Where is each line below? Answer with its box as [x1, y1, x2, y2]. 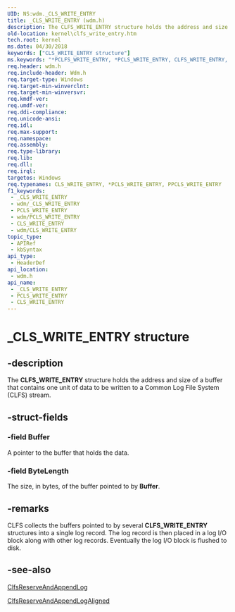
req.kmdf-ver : [7, 96, 49, 103]
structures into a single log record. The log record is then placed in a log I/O [7, 528, 227, 537]
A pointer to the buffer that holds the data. [7, 448, 129, 457]
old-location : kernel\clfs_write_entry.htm [7, 30, 137, 37]
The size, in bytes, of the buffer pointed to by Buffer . [7, 482, 160, 491]
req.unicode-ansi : [7, 115, 61, 122]
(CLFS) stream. [7, 391, 51, 399]
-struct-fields [7, 411, 68, 423]
